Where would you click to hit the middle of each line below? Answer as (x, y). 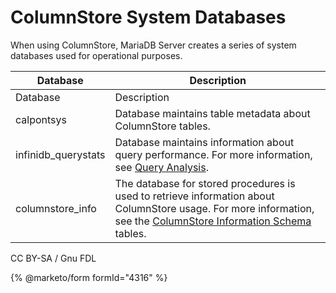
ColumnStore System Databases (148, 17)
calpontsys (41, 119)
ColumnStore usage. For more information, (214, 208)
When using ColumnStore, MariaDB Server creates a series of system (153, 45)
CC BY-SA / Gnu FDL (53, 258)
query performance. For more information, (213, 154)
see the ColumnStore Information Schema (213, 221)
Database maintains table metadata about (212, 113)
